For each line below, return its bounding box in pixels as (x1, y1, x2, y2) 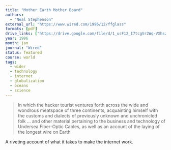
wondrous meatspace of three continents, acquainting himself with (17, 107, 158, 113)
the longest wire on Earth (17, 129, 71, 135)
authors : (5, 12, 24, 17)
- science (10, 87, 31, 93)
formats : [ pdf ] (5, 26, 38, 32)
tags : (5, 59, 17, 65)
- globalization (10, 78, 44, 83)
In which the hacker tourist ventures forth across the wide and (17, 102, 149, 108)
